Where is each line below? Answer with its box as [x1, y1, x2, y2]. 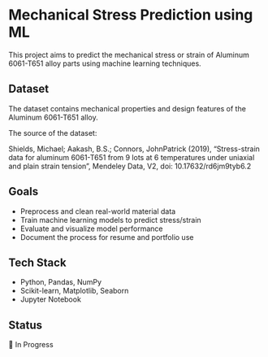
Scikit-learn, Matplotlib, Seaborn [19, 286, 129, 296]
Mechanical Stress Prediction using [8, 6, 253, 24]
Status [8, 318, 43, 332]
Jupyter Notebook [19, 294, 81, 304]
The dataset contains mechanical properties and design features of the [8, 103, 246, 113]
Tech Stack [8, 255, 67, 269]
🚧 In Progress [8, 340, 54, 350]
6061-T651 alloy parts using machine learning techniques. [8, 59, 201, 68]
